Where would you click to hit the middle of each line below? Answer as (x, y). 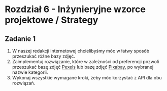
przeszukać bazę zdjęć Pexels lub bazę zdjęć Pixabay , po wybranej (83, 67)
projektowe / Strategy (52, 20)
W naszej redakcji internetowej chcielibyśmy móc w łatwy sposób (81, 51)
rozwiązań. (24, 83)
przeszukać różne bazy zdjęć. (44, 56)
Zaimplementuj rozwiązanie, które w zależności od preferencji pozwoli (86, 61)
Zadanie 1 (20, 39)
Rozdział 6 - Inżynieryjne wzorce (75, 9)
